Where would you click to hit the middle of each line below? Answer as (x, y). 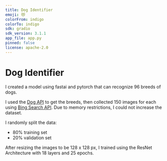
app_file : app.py (23, 38)
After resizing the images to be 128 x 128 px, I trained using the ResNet (79, 147)
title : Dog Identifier (29, 10)
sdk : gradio (18, 29)
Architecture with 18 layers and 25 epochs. (50, 153)
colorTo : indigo (22, 24)
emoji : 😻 (15, 15)
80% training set (30, 132)
